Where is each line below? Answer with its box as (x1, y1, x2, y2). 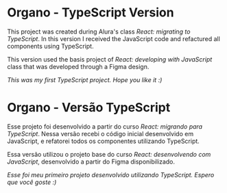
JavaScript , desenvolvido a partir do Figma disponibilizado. (7, 157, 176, 166)
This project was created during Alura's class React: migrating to (7, 27, 191, 36)
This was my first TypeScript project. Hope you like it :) (7, 75, 163, 83)
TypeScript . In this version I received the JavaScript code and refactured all (7, 34, 221, 42)
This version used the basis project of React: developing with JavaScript (7, 55, 213, 63)
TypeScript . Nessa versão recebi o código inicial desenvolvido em (7, 129, 194, 138)
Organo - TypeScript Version (7, 5, 174, 21)
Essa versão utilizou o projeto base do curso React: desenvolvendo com (7, 150, 211, 158)
